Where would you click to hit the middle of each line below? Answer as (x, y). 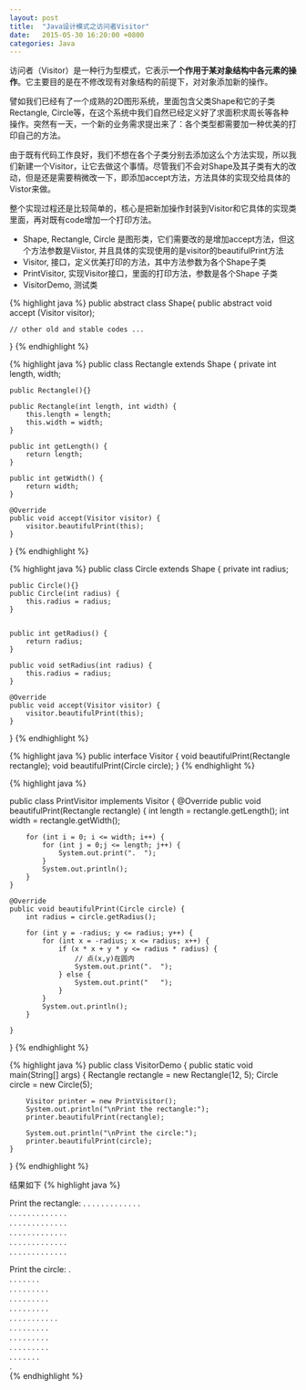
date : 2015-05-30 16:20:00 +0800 (77, 35)
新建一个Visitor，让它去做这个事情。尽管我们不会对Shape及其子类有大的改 (157, 166)
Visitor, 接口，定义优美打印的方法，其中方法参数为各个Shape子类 (144, 262)
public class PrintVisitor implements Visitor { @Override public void (135, 801)
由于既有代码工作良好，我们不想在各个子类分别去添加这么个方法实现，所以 (149, 155)
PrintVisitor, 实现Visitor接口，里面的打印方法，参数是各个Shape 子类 (150, 274)
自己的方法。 (41, 136)
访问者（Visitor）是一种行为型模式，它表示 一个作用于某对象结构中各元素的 (149, 70)
